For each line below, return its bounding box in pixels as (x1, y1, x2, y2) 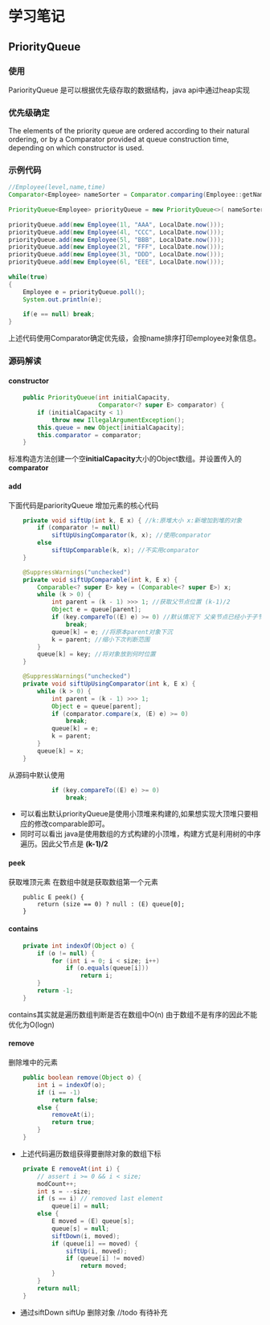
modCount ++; (37, 1180, 78, 1188)
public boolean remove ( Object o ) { (22, 1073, 142, 1082)
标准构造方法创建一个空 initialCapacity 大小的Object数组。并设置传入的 (8, 454, 243, 464)
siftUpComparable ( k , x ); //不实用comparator (51, 546, 199, 554)
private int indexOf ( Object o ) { (22, 942, 135, 950)
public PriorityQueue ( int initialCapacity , (22, 394, 171, 402)
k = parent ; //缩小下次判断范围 (51, 636, 150, 644)
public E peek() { (22, 893, 84, 901)
